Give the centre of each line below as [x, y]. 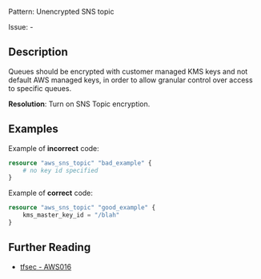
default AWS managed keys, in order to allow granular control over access [131, 80]
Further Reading [50, 247]
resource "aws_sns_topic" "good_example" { [82, 208]
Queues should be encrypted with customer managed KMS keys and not [128, 71]
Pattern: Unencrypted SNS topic [61, 12]
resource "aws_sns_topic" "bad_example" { [80, 163]
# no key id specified [60, 170]
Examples [33, 129]
